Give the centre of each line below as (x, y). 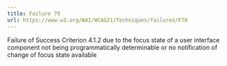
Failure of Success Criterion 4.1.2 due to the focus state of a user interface (113, 40)
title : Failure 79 (34, 14)
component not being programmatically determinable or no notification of (112, 47)
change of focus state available (52, 55)
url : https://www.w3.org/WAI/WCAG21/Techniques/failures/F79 (98, 20)
